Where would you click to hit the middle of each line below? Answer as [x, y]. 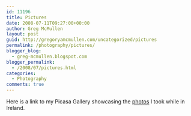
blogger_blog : [24, 51]
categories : [21, 73]
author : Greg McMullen [35, 29]
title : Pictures [26, 17]
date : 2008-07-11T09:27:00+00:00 [48, 23]
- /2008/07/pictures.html [44, 68]
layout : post [23, 34]
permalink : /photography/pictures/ [51, 46]
